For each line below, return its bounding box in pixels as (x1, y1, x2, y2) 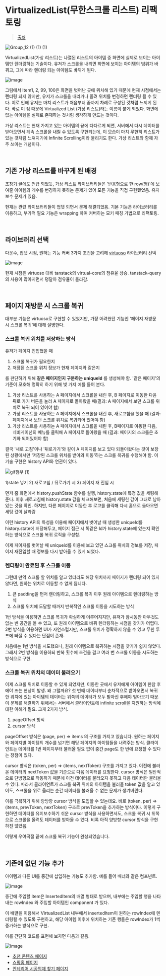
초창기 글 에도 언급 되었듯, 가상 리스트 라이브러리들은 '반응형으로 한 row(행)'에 (5, 181, 155, 187)
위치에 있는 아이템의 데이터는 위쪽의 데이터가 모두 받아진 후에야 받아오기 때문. (10, 694, 160, 700)
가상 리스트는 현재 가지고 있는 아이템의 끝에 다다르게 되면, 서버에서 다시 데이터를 (5, 122, 160, 128)
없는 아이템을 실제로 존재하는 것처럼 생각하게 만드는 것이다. (5, 112, 119, 118)
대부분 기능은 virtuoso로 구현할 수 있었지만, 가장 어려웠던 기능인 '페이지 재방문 (5, 316, 157, 322)
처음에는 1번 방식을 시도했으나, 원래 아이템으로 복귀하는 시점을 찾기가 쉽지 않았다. (5, 643, 162, 649)
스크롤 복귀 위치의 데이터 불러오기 (5, 669, 80, 676)
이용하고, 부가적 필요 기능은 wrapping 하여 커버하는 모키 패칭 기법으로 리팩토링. (5, 210, 159, 216)
